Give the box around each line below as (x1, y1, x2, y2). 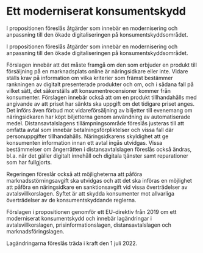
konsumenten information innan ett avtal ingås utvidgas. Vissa (6, 139, 163, 146)
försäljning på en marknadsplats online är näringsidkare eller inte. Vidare (6, 67, 188, 75)
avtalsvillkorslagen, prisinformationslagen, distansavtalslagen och (6, 221, 172, 229)
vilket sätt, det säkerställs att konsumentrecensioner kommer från (6, 87, 171, 94)
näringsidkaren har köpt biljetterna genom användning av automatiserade (6, 113, 191, 120)
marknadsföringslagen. (6, 227, 65, 235)
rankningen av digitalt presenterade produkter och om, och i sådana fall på (6, 81, 194, 88)
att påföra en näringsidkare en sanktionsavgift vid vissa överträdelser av (6, 183, 188, 191)
